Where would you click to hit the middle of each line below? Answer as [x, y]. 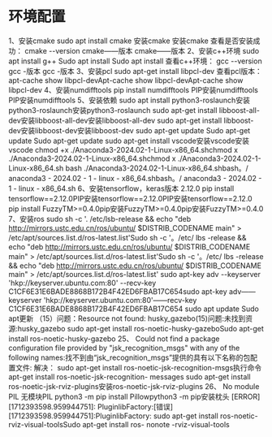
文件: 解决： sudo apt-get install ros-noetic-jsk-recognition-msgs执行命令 [138, 367]
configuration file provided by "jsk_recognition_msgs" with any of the [124, 348]
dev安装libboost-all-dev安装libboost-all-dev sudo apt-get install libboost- [131, 120]
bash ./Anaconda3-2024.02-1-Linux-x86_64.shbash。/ [157, 168]
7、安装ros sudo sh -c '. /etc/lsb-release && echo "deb [100, 218]
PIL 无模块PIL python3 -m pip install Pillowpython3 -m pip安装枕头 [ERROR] [134, 396]
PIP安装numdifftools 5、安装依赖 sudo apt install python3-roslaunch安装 [129, 100]
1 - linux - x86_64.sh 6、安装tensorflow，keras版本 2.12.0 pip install [121, 188]
